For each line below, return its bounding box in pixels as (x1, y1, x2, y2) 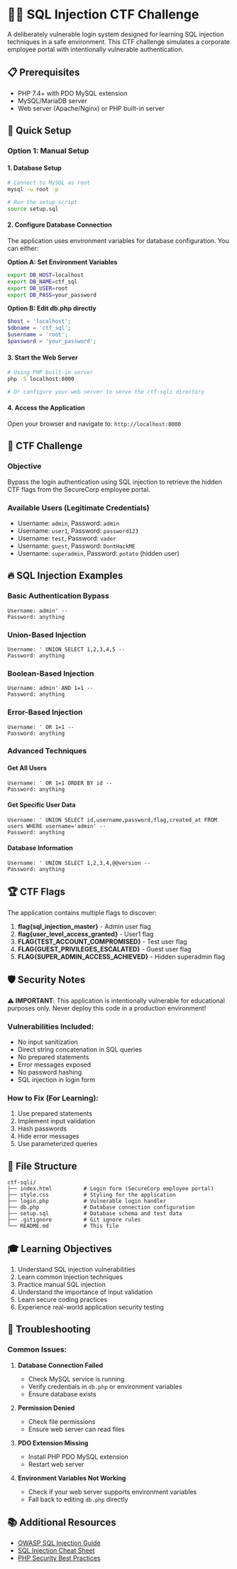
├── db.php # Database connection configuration (7, 1204, 195, 1211)
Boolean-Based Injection (7, 668, 94, 678)
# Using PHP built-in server (7, 369, 94, 376)
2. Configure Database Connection (7, 220, 112, 230)
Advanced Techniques (7, 746, 87, 756)
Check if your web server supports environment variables (28, 1487, 197, 1496)
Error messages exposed (17, 1060, 92, 1069)
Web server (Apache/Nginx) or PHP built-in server (17, 104, 165, 112)
